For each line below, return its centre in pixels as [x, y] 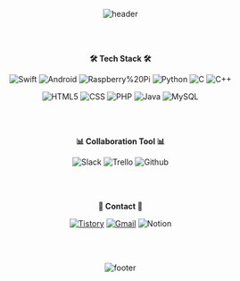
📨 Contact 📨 [120, 206]
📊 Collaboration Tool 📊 [120, 141]
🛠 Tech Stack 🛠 [120, 59]
